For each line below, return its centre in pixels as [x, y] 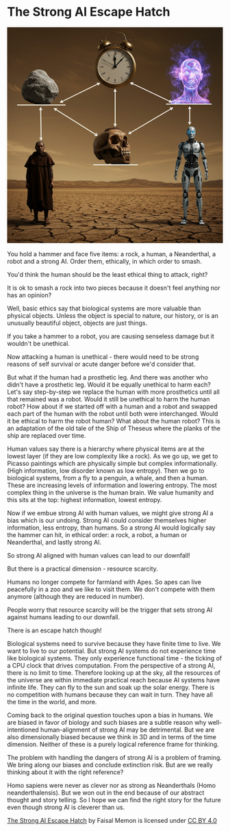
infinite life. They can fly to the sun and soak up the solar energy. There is [111, 687]
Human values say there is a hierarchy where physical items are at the [106, 449]
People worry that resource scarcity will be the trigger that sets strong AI [110, 610]
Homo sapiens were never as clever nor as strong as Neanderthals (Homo [112, 785]
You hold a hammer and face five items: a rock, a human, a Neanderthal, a [112, 253]
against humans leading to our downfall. [64, 617]
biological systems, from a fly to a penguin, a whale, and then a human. [108, 477]
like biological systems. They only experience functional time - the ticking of [115, 658]
